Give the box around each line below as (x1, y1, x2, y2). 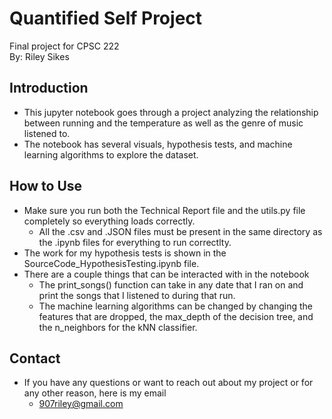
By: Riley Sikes (9, 50, 70, 62)
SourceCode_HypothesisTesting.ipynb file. (23, 257, 200, 269)
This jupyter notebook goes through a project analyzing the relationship (23, 106, 319, 118)
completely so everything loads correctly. (23, 215, 196, 227)
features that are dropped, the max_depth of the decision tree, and (38, 310, 314, 322)
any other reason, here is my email (23, 387, 167, 399)
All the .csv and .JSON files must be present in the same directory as (38, 225, 323, 237)
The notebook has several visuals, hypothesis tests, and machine (23, 138, 293, 150)
